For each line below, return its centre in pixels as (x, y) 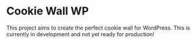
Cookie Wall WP (47, 11)
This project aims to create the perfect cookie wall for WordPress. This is (98, 28)
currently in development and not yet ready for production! (81, 34)
